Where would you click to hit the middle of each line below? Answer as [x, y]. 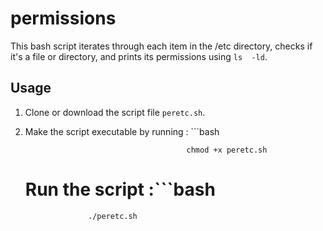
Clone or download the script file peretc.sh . [115, 112]
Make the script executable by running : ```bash [122, 131]
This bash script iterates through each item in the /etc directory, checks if [161, 46]
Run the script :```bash [120, 189]
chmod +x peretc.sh [227, 150]
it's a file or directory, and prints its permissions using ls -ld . [139, 56]
